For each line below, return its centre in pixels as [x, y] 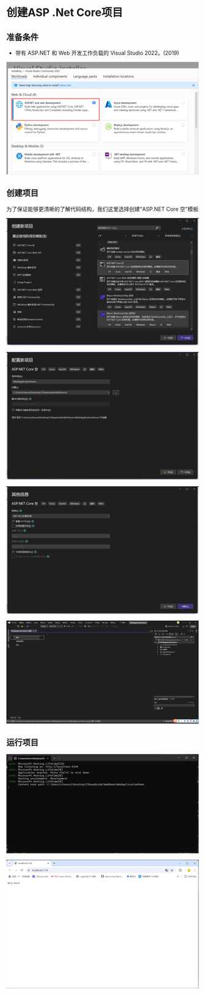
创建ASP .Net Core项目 [65, 13]
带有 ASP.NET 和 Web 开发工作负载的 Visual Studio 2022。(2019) [97, 53]
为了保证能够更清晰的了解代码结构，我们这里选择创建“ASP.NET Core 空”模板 [103, 209]
